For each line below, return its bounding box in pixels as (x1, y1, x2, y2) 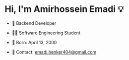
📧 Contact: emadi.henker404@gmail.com (11, 49, 97, 55)
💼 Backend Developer (11, 20, 57, 26)
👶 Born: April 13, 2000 (11, 39, 57, 45)
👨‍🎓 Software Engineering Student (11, 30, 80, 36)
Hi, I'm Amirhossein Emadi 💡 (4, 3, 124, 15)
